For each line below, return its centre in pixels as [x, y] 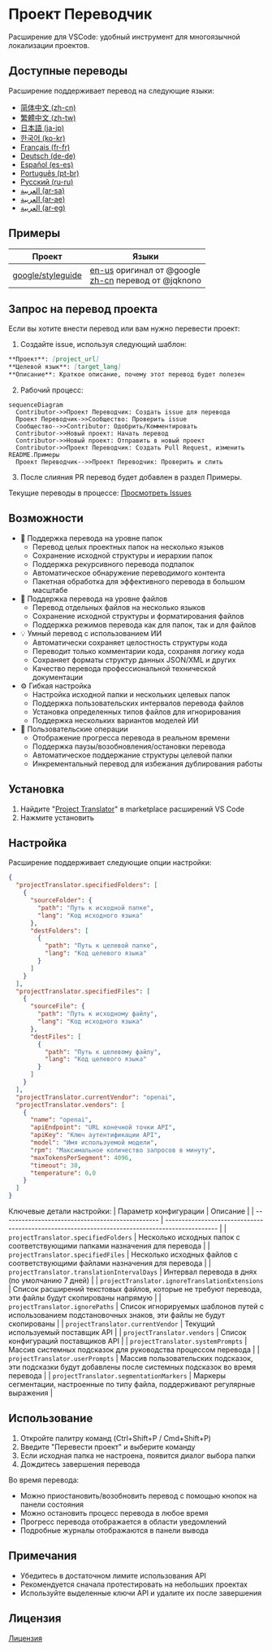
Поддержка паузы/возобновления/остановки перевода [129, 746]
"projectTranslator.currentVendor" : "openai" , [96, 1097]
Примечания [43, 1556]
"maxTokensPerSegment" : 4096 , [81, 1157]
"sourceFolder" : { [61, 901]
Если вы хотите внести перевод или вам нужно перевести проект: [124, 329]
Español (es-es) [47, 165]
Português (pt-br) [50, 173]
